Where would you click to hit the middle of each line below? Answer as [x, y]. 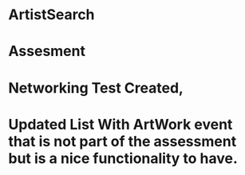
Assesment [47, 52]
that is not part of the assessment [122, 141]
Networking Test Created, [96, 87]
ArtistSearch [51, 15]
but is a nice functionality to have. [123, 158]
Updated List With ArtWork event [121, 124]
